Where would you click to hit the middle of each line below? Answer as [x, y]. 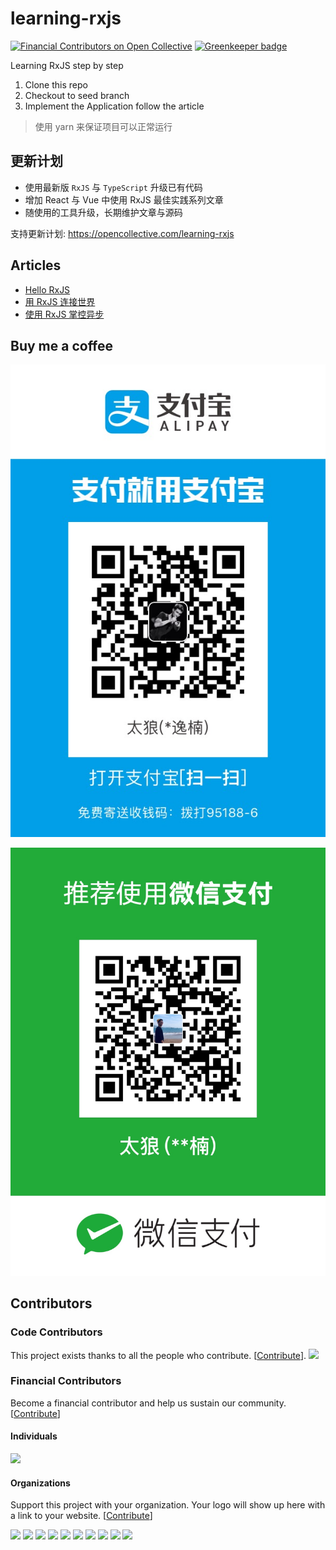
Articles [36, 265]
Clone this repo [56, 84]
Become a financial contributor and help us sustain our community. [148, 1403]
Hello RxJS [47, 289]
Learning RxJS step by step [67, 65]
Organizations [40, 1483]
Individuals [34, 1436]
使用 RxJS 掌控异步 [64, 314]
